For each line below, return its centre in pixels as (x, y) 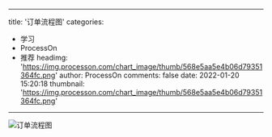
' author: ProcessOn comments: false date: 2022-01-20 (148, 75)
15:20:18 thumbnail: (52, 84)
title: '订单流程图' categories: (56, 22)
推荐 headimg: (44, 58)
